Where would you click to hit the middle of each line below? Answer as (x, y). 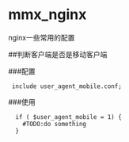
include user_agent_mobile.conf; (67, 86)
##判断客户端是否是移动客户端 (58, 54)
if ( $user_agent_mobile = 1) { (69, 117)
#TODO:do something (55, 124)
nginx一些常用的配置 (42, 37)
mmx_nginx (47, 15)
